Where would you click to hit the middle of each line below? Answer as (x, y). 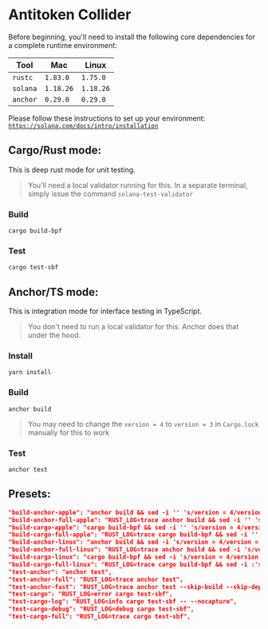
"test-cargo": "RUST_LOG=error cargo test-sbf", (91, 594)
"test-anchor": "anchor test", (60, 572)
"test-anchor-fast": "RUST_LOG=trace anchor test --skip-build (116, 587)
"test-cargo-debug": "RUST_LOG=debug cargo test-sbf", (101, 609)
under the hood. (54, 335)
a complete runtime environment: (63, 45)
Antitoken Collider (70, 15)
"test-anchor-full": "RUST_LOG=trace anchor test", (96, 579)
